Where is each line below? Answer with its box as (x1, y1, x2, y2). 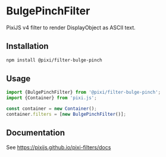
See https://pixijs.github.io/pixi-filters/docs (6, 143, 111, 150)
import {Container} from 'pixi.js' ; (6, 95, 97, 101)
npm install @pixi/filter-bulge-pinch (6, 57, 102, 63)
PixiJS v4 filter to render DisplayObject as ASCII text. (6, 24, 136, 31)
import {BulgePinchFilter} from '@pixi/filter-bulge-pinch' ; (6, 90, 161, 96)
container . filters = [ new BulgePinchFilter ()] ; (6, 112, 127, 118)
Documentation (6, 128, 65, 138)
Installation (6, 41, 49, 51)
